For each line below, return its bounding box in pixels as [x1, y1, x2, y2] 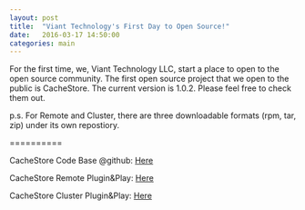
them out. [9, 93, 46, 104]
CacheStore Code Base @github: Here [9, 155, 154, 166]
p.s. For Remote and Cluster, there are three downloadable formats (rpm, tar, [9, 110, 297, 121]
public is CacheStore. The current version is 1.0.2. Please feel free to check [9, 83, 291, 94]
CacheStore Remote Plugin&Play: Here [9, 173, 155, 184]
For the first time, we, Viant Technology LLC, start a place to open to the [9, 64, 280, 75]
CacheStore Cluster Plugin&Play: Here [9, 190, 153, 201]
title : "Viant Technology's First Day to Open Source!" [9, 22, 230, 31]
